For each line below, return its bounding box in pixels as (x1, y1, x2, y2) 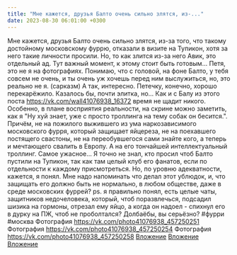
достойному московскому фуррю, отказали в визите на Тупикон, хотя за (7, 44, 229, 52)
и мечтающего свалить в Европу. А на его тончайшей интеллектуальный (7, 142, 228, 150)
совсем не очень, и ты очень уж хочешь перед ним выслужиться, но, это (7, 74, 231, 82)
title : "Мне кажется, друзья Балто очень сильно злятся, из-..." (7, 10, 204, 18)
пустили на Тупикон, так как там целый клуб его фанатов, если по (7, 157, 207, 165)
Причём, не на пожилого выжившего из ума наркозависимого (7, 119, 197, 127)
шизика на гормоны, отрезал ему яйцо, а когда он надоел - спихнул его (7, 202, 226, 210)
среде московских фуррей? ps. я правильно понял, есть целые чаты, (7, 187, 217, 195)
